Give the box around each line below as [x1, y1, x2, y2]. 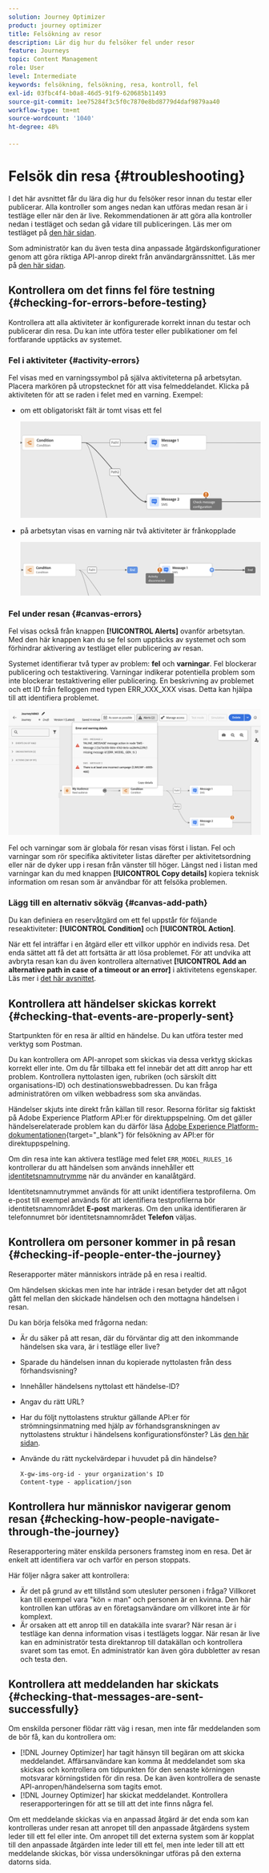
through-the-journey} [8, 1525, 120, 1539]
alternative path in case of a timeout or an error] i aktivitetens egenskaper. [8, 965, 258, 975]
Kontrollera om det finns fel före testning [8, 283, 215, 297]
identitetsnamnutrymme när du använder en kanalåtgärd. [8, 1171, 196, 1181]
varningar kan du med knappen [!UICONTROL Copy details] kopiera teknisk [8, 868, 259, 878]
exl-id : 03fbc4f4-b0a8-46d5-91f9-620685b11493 [8, 89, 167, 97]
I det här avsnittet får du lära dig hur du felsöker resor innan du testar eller [8, 193, 252, 203]
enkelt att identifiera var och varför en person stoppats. [8, 1554, 191, 1565]
